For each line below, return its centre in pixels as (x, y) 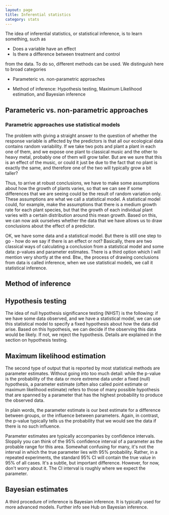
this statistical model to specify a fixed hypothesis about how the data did (82, 324)
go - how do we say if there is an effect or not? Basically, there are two (79, 241)
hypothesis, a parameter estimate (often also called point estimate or (77, 384)
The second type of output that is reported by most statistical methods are (83, 368)
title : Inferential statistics (38, 15)
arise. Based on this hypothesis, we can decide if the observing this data (81, 330)
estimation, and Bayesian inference (49, 95)
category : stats (22, 19)
